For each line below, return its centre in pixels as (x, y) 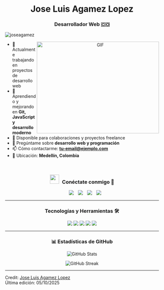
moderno (22, 133)
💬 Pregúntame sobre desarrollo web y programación (66, 143)
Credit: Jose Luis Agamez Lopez (38, 278)
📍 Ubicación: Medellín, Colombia (46, 156)
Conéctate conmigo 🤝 (88, 182)
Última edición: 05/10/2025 (32, 283)
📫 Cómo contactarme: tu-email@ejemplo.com (60, 149)
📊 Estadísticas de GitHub (82, 242)
